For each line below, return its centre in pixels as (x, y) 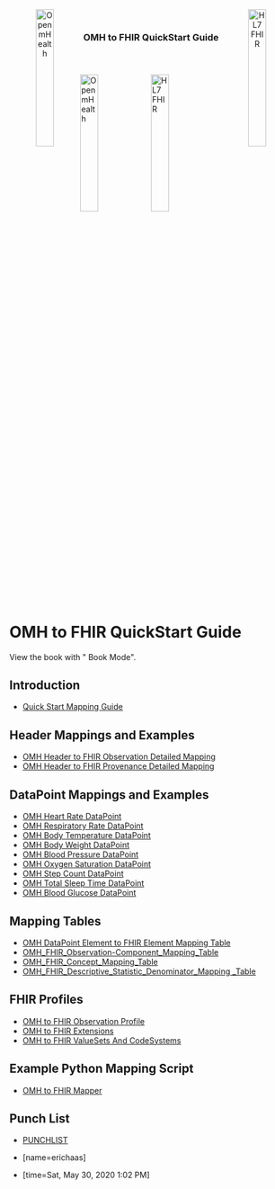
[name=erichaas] (54, 1158)
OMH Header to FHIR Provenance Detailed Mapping (118, 766)
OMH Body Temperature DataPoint (86, 836)
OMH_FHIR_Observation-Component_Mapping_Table (120, 952)
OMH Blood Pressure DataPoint (80, 854)
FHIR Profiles (46, 1000)
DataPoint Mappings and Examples (109, 795)
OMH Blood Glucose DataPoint (79, 893)
